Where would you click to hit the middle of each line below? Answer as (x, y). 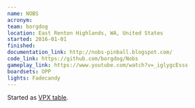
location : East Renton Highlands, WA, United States (85, 33)
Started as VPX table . (38, 98)
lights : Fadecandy (34, 78)
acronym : (20, 20)
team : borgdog (28, 26)
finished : (22, 46)
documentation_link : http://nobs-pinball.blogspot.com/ (90, 53)
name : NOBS (23, 13)
